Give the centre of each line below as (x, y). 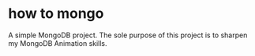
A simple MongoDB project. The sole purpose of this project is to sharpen (128, 35)
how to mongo (56, 14)
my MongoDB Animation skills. (58, 43)
